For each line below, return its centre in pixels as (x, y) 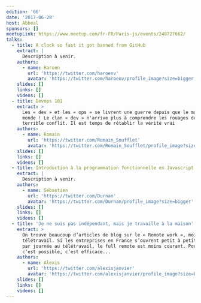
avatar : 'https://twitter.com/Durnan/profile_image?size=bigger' (111, 202)
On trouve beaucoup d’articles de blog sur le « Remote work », (104, 235)
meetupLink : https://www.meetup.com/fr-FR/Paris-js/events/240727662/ (96, 34)
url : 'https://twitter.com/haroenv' (73, 73)
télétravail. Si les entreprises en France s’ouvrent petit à (101, 241)
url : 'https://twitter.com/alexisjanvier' (81, 268)
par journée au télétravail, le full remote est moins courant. (104, 246)
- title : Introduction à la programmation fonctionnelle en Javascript (103, 168)
